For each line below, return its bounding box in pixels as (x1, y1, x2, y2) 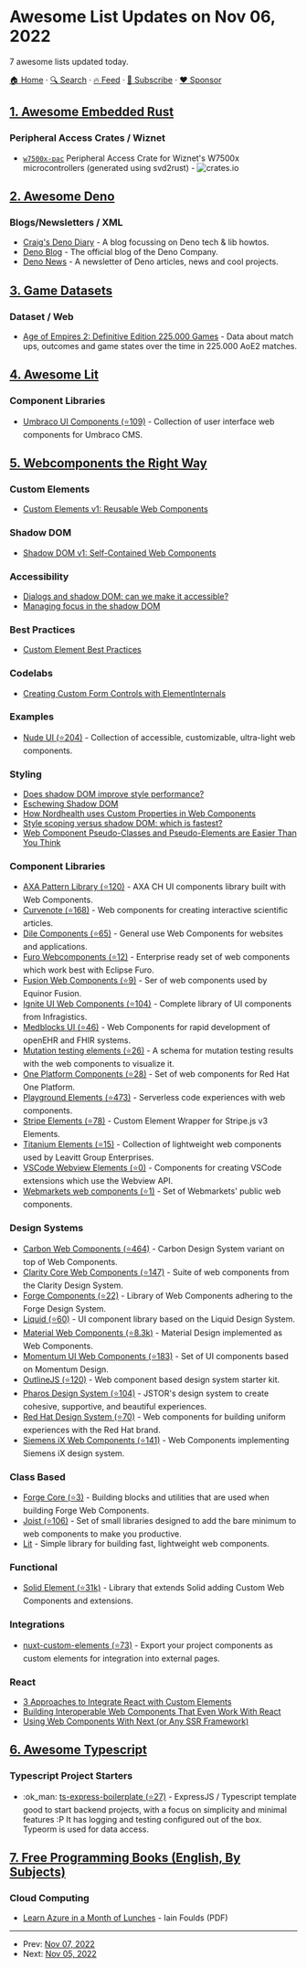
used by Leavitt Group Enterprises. (22, 1152, 154, 1163)
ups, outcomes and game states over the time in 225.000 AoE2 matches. (22, 341, 298, 351)
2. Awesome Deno (9, 189, 115, 205)
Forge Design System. (22, 1303, 107, 1314)
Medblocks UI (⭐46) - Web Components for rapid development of (22, 1022, 271, 1033)
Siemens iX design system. (22, 1447, 125, 1459)
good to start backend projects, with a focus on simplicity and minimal (22, 1803, 288, 1815)
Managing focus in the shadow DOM (22, 601, 161, 612)
